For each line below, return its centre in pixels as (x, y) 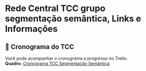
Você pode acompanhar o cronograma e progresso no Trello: (66, 58)
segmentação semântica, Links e (73, 19)
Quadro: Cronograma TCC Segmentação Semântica (57, 64)
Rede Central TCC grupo (55, 8)
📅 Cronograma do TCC (40, 47)
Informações (31, 29)
